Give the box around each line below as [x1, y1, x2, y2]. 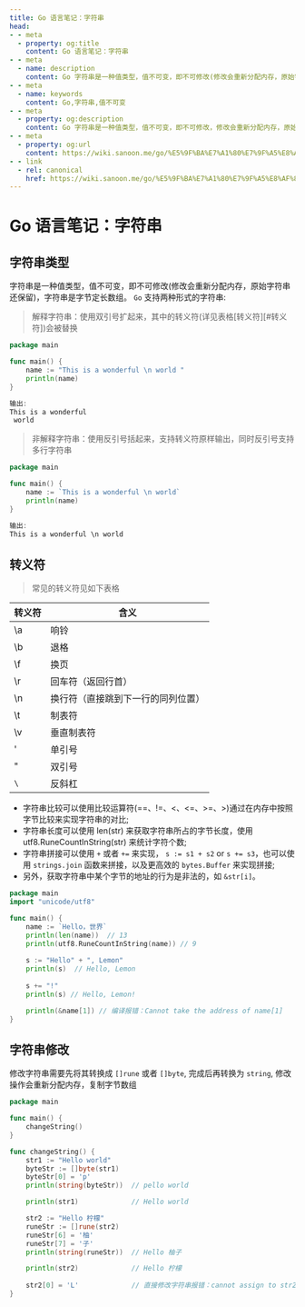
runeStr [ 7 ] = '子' [25, 1239, 93, 1248]
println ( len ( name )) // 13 [25, 931, 128, 940]
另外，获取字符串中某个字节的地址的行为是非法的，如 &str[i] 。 [22, 871, 261, 882]
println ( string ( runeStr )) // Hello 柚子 [25, 1247, 182, 1257]
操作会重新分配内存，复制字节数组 [9, 1079, 137, 1091]
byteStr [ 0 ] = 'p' [25, 1172, 92, 1182]
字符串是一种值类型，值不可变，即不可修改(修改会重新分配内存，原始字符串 [9, 281, 291, 292]
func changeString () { [9, 1147, 95, 1156]
